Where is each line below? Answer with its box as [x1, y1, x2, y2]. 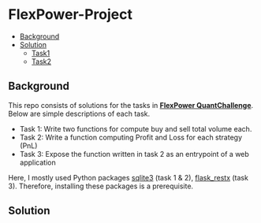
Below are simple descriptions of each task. [8, 109, 151, 118]
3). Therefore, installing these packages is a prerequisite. [8, 181, 194, 191]
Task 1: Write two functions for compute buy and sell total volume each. [19, 124, 252, 133]
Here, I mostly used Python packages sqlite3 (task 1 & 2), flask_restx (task [8, 173, 248, 182]
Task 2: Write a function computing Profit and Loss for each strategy [19, 132, 243, 142]
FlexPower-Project [8, 6, 132, 24]
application [19, 158, 57, 167]
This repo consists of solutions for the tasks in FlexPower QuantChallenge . [8, 100, 254, 110]
